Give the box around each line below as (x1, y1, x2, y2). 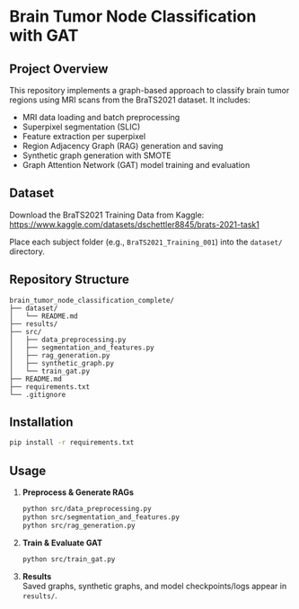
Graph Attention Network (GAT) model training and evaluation (22, 160, 251, 170)
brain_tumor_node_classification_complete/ (9, 296, 175, 304)
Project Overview (9, 61, 109, 76)
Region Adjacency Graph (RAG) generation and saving (22, 141, 224, 151)
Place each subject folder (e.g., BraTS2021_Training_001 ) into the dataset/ (9, 236, 283, 247)
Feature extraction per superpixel (22, 131, 146, 141)
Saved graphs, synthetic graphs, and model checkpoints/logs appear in (22, 580, 287, 591)
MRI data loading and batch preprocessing (22, 112, 180, 122)
